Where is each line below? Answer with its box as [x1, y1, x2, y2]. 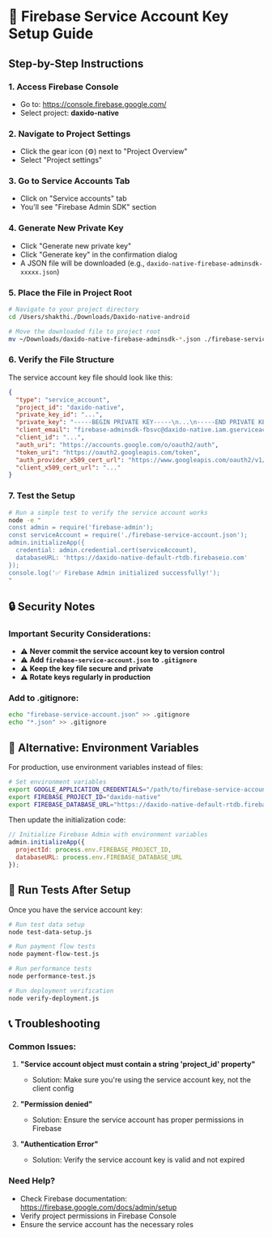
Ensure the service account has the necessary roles [19, 1219, 194, 1229]
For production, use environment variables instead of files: [8, 762, 203, 772]
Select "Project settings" [19, 155, 103, 165]
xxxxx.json [19, 268, 57, 276]
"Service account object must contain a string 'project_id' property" [19, 1060, 256, 1069]
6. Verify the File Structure [8, 354, 115, 365]
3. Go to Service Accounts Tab [8, 176, 130, 187]
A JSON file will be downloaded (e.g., [19, 258, 146, 268]
